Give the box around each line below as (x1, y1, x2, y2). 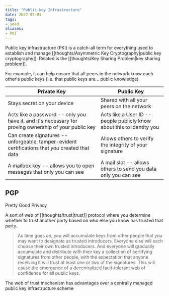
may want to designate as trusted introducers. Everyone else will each (17, 238, 163, 244)
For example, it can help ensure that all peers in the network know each (5, 71, 153, 76)
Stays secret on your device (8, 100, 74, 107)
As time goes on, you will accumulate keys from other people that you (17, 232, 162, 238)
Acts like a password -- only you (8, 111, 87, 118)
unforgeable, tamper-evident (8, 138, 77, 145)
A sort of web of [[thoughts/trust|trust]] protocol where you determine (5, 212, 151, 218)
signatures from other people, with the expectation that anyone (17, 254, 148, 260)
